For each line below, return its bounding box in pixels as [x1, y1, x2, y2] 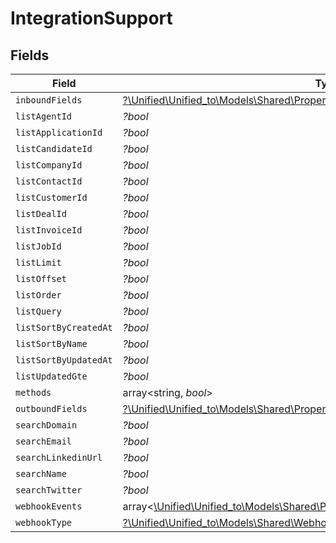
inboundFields [15, 95, 83, 106]
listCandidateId [15, 143, 93, 154]
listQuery [15, 306, 62, 317]
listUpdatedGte [15, 371, 88, 382]
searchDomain [15, 420, 78, 431]
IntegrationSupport [10, 7, 173, 30]
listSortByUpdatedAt [15, 355, 113, 366]
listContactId [15, 176, 83, 187]
